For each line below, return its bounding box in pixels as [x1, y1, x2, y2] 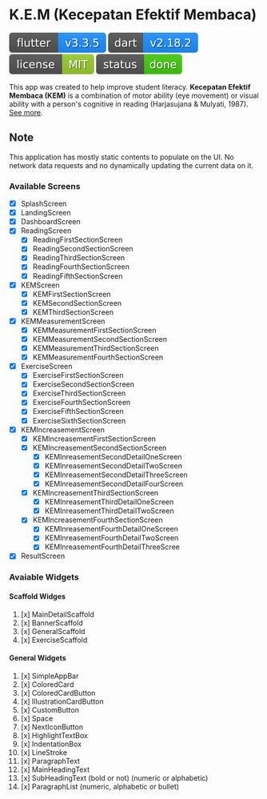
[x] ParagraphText [20, 756, 81, 765]
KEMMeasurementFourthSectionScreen [32, 352, 164, 362]
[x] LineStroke [20, 747, 67, 757]
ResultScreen [20, 551, 66, 561]
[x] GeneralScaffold [20, 626, 86, 636]
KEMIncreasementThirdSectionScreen [32, 488, 159, 498]
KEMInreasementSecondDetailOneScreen [44, 452, 182, 461]
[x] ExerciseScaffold [20, 635, 88, 644]
